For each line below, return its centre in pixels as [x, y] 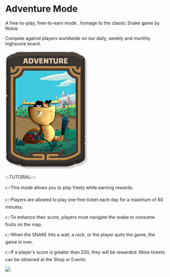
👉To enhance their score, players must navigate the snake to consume [80, 217]
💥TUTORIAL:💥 [21, 177]
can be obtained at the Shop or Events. [46, 259]
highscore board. [23, 43]
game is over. [19, 242]
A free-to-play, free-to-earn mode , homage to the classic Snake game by [82, 23]
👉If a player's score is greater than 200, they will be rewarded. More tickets [85, 252]
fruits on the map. [24, 224]
